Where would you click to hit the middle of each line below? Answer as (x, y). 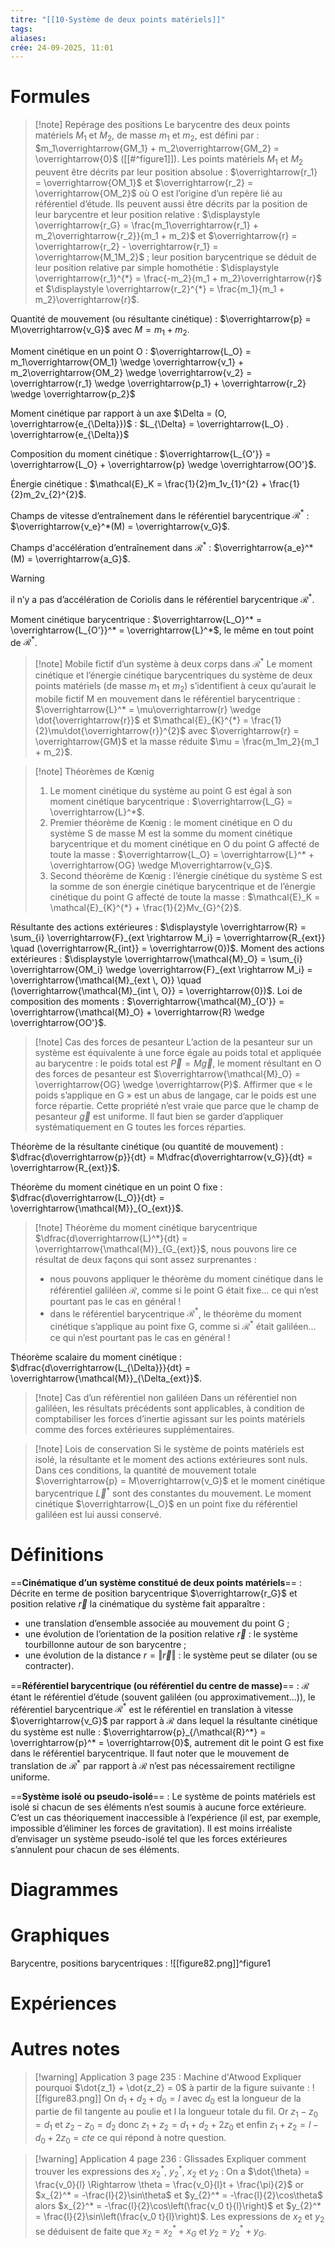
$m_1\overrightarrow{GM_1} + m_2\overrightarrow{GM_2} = (157, 148)
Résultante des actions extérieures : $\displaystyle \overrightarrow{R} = (158, 927)
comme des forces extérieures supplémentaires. (134, 1429)
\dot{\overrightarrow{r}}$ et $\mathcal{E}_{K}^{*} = (142, 720)
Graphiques (60, 1935)
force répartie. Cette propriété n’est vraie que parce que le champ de (177, 1105)
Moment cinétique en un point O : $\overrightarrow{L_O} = (131, 351)
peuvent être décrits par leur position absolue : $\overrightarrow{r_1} (176, 172)
